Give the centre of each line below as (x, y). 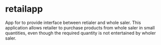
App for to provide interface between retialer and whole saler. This (73, 22)
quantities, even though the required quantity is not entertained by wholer (80, 33)
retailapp (24, 9)
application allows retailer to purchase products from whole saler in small (80, 27)
